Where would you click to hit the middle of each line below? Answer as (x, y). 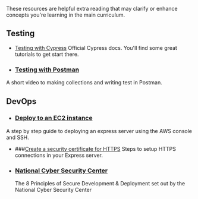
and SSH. (18, 137)
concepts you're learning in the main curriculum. (66, 15)
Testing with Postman (47, 70)
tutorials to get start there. (47, 54)
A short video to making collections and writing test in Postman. (84, 83)
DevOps (21, 101)
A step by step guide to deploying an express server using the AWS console (99, 131)
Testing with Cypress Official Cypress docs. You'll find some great (96, 48)
